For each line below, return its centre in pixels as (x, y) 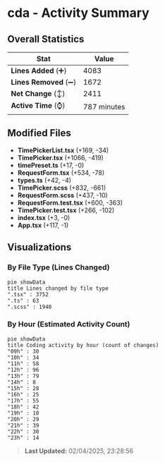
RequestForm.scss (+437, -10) (62, 195)
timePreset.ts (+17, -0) (51, 165)
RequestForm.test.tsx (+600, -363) (70, 202)
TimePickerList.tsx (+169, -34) (63, 150)
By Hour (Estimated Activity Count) (69, 324)
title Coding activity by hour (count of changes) (83, 345)
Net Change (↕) (38, 93)
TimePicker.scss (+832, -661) (62, 188)
